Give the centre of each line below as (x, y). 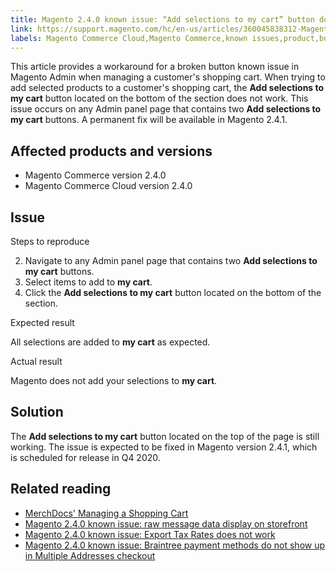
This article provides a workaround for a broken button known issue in (155, 67)
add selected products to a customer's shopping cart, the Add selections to (167, 88)
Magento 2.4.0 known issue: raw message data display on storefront (166, 523)
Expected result (42, 322)
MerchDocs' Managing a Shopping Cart (106, 513)
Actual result (36, 361)
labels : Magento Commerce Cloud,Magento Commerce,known (129, 38)
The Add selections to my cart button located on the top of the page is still (165, 436)
